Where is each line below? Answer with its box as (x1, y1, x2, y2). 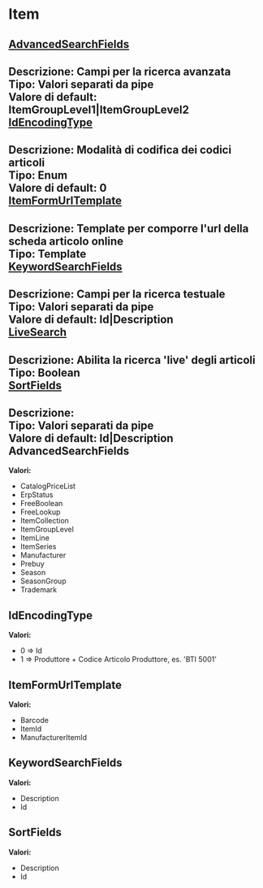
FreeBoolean (19, 499, 63, 509)
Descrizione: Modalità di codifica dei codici (8, 143, 232, 157)
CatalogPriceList (19, 481, 75, 492)
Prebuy (19, 559, 45, 569)
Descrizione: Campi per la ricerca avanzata (8, 64, 231, 78)
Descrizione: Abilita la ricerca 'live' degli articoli (8, 353, 256, 366)
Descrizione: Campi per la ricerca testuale (8, 288, 226, 301)
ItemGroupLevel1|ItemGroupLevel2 (8, 102, 189, 116)
